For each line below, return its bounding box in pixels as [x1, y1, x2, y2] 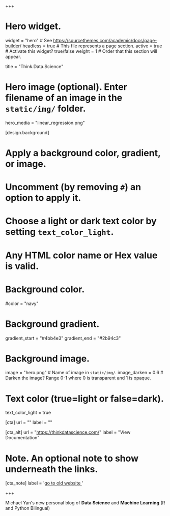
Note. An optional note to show [5, 452, 139, 464]
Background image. [5, 353, 90, 364]
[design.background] [5, 129, 49, 135]
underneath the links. [5, 463, 98, 475]
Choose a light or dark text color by [5, 216, 157, 227]
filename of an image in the [5, 92, 123, 104]
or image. [5, 158, 47, 170]
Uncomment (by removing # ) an [5, 181, 141, 193]
